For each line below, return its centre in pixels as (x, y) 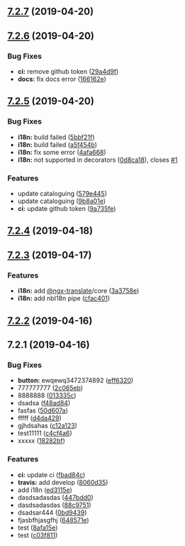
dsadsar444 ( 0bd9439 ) (52, 512)
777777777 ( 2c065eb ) (50, 388)
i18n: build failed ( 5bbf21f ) (56, 137)
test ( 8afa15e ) (38, 528)
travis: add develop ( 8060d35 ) (63, 482)
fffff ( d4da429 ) (39, 418)
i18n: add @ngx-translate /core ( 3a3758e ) (78, 291)
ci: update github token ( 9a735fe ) (67, 209)
